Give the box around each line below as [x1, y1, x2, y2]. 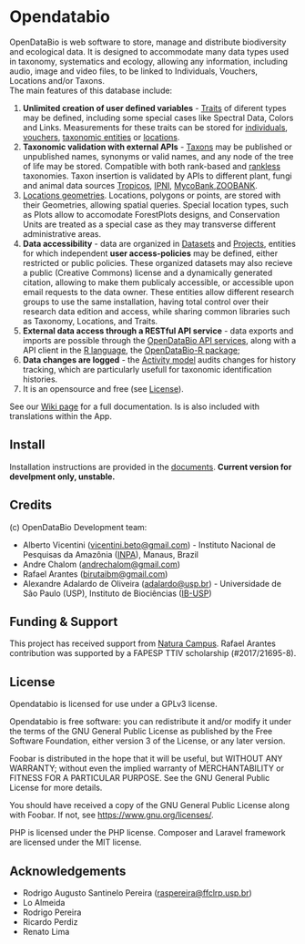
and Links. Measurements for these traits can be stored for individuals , [22, 121, 289, 133]
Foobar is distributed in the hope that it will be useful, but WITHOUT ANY [9, 754, 283, 764]
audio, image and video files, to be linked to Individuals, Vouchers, [9, 66, 258, 77]
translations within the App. [9, 410, 112, 421]
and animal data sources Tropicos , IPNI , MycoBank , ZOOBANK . [22, 180, 258, 190]
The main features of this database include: [9, 85, 173, 96]
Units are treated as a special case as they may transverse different [22, 219, 276, 230]
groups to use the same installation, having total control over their [22, 296, 269, 307]
